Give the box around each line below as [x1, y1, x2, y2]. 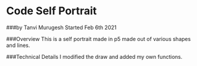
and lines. [6, 42, 31, 49]
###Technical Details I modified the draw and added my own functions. [6, 53, 183, 60]
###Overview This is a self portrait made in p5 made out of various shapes [6, 35, 191, 42]
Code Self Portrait [6, 4, 97, 18]
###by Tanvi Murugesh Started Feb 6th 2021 [6, 24, 117, 31]
